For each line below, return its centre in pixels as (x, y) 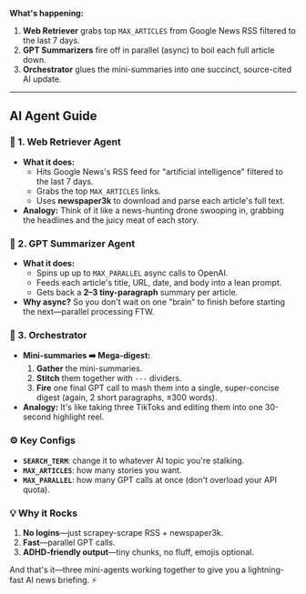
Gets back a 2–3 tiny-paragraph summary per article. (137, 292)
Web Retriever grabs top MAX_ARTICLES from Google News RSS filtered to (159, 30)
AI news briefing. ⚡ (61, 579)
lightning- (266, 569)
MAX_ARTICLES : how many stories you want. (102, 470)
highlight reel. (79, 417)
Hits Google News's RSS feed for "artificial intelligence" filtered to (160, 171)
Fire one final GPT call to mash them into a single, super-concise (158, 388)
